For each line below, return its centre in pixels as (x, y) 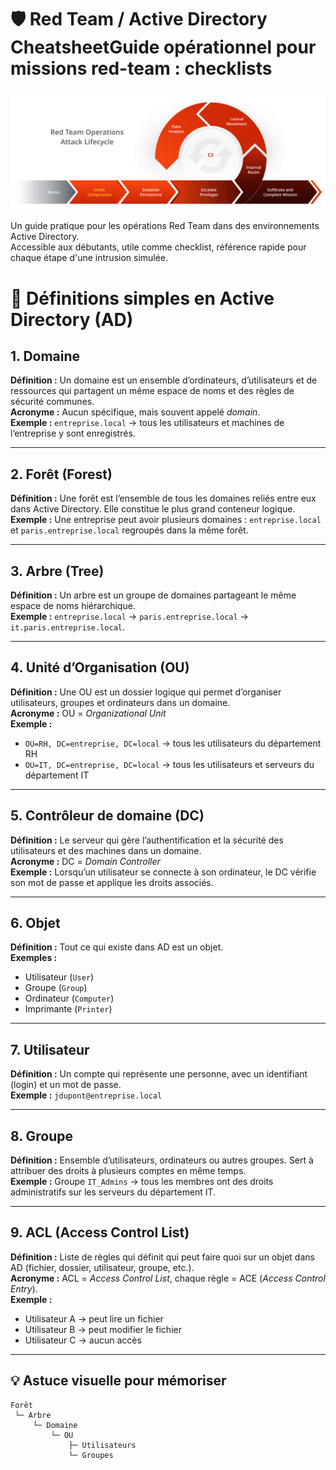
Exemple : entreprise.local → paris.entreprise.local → (129, 617)
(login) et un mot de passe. (66, 1085)
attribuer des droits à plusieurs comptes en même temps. (128, 1171)
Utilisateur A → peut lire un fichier (94, 1318)
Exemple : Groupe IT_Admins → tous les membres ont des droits (142, 1182)
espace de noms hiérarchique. (73, 606)
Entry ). (24, 1288)
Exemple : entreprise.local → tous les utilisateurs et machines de (147, 423)
